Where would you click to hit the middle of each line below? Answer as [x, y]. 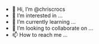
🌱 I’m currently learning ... [44, 22]
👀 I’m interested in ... [37, 15]
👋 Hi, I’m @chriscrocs [38, 9]
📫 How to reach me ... [40, 35]
